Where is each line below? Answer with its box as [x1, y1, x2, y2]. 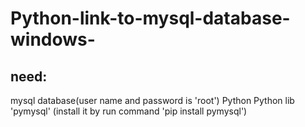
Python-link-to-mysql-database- [10, 7, 291, 30]
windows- [10, 28, 96, 51]
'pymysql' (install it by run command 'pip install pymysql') [10, 105, 248, 117]
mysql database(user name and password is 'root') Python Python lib [10, 95, 295, 106]
